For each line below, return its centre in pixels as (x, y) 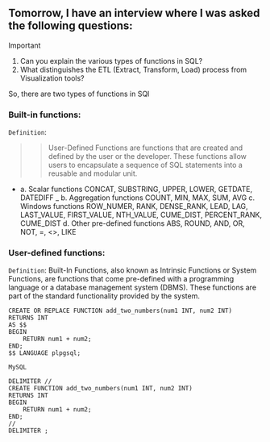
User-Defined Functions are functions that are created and (145, 148)
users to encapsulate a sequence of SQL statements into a (145, 165)
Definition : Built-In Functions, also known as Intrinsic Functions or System (133, 270)
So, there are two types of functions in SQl (79, 94)
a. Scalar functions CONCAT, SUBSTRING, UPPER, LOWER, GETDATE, (136, 190)
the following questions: (71, 26)
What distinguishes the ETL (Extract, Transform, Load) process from (133, 69)
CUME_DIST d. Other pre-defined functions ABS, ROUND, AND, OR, (133, 223)
